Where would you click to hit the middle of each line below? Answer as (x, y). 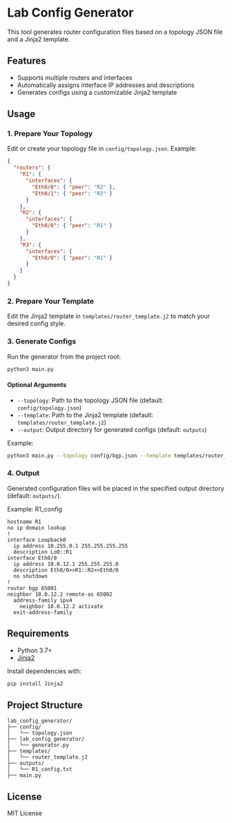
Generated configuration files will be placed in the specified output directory (116, 488)
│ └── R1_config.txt (40, 769)
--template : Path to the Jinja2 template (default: (85, 415)
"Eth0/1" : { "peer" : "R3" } (72, 193)
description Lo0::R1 (43, 552)
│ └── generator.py (38, 745)
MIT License (25, 813)
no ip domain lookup (37, 528)
